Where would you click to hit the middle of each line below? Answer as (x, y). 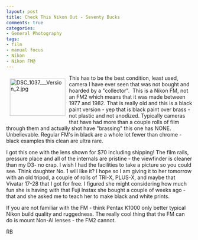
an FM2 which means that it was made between (127, 97)
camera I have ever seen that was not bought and (129, 84)
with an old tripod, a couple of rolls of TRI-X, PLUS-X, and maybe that (91, 177)
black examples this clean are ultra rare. (55, 141)
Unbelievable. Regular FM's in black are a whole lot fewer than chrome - (94, 134)
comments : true (25, 22)
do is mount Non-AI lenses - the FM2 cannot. (61, 220)
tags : (13, 39)
